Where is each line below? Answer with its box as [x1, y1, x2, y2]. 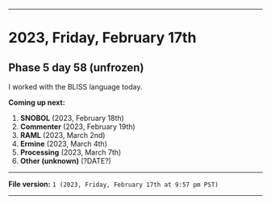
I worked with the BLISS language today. [8, 82, 143, 91]
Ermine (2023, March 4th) [19, 139, 107, 148]
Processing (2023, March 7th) [19, 148, 122, 157]
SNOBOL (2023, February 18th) [19, 114, 125, 123]
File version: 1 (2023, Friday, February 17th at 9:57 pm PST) [8, 179, 219, 189]
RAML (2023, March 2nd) [19, 131, 106, 139]
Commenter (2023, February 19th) [19, 122, 135, 131]
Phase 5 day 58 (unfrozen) [8, 60, 144, 74]
